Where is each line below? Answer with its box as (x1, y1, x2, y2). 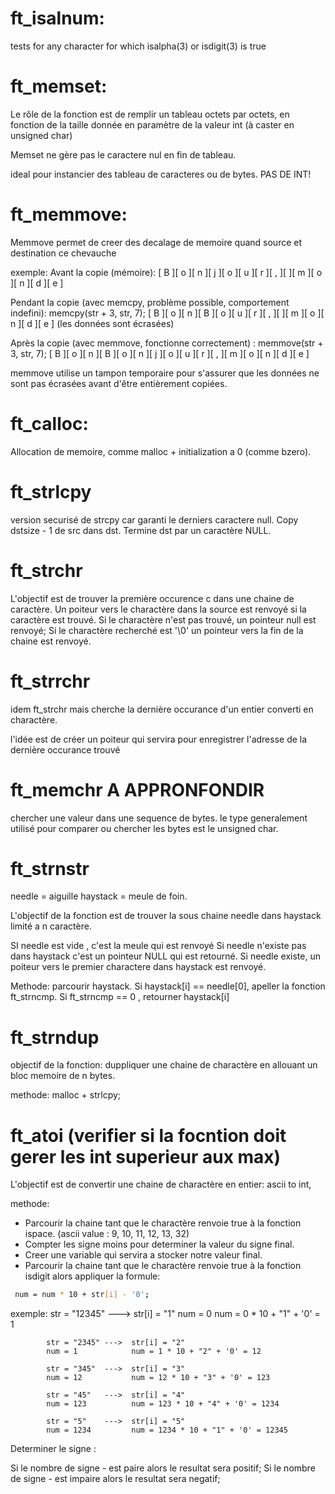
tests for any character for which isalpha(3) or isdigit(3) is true (10, 40, 267, 52)
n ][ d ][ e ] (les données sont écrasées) (10, 317, 175, 329)
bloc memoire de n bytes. (10, 1070, 116, 1082)
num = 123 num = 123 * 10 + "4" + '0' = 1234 (46, 1399, 280, 1409)
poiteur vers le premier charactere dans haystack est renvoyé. (10, 961, 267, 973)
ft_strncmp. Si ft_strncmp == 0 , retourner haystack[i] (10, 991, 230, 1003)
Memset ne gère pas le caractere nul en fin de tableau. (10, 148, 237, 161)
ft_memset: (10, 75, 108, 98)
